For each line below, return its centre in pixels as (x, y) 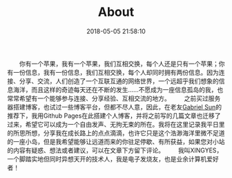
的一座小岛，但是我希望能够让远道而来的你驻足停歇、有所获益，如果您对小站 (116, 141)
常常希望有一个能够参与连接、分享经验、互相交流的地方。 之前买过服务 (114, 98)
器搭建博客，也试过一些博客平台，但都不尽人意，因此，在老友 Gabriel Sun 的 (115, 107)
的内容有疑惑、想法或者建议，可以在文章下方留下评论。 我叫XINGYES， (115, 150)
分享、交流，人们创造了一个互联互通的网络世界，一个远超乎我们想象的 (119, 81)
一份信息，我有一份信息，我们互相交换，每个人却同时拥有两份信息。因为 (116, 72)
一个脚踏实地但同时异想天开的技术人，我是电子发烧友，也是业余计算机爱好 (113, 159)
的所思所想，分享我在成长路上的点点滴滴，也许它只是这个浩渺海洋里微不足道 (116, 133)
